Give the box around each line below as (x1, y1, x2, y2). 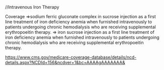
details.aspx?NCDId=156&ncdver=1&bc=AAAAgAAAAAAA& (5, 60, 125, 65)
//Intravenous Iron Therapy (5, 4, 59, 10)
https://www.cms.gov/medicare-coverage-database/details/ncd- (5, 54, 137, 60)
